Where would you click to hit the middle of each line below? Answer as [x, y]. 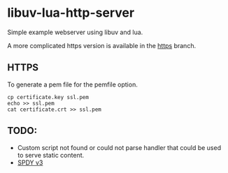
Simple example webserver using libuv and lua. [75, 32]
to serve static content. [51, 155]
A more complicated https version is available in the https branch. [102, 45]
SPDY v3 [30, 163]
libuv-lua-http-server [71, 13]
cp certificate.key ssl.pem [48, 97]
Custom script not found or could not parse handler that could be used [119, 147]
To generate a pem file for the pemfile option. [72, 84]
